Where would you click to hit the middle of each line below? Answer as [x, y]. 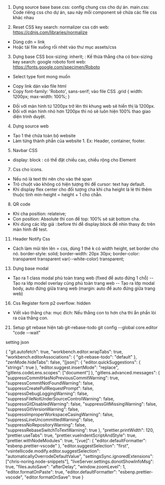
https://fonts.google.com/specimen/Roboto [56, 67]
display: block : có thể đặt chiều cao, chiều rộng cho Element [74, 160]
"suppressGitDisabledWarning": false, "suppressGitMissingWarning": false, [81, 404]
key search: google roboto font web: [49, 62]
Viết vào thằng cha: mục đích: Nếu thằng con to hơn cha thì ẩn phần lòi [84, 313]
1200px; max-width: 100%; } [41, 96]
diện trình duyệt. [29, 117]
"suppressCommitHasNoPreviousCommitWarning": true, [62, 378]
